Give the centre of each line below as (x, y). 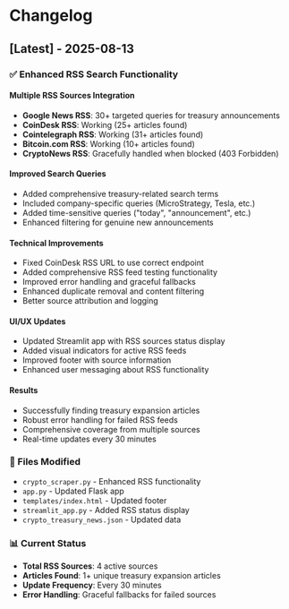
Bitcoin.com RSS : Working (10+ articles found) (108, 143)
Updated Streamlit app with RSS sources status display (123, 341)
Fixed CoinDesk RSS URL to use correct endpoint (113, 263)
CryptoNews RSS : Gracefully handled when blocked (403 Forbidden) (150, 153)
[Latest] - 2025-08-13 (72, 49)
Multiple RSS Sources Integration (72, 96)
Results (24, 390)
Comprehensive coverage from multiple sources (111, 429)
